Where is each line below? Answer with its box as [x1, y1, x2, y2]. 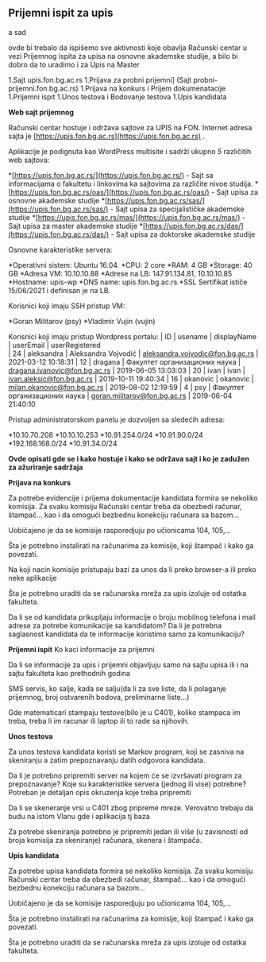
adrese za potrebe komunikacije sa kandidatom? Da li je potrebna [8, 620, 222, 630]
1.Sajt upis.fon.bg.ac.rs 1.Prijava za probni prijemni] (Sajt [8, 75, 192, 84]
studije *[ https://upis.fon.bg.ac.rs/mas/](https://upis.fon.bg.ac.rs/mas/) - [8, 212, 246, 222]
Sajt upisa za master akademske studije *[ [8, 221, 146, 230]
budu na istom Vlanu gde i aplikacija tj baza [8, 811, 151, 821]
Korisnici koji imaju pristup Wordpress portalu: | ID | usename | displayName [8, 331, 256, 341]
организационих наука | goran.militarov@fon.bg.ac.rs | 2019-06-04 [8, 391, 233, 400]
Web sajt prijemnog [8, 107, 74, 117]
